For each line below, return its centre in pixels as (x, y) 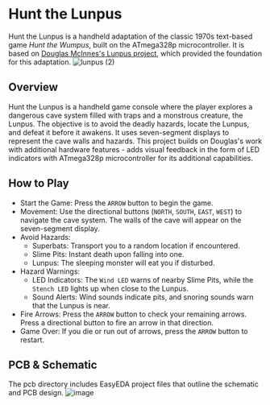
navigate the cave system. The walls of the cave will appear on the (131, 220)
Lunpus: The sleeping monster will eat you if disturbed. (123, 262)
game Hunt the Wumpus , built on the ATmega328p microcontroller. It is (126, 44)
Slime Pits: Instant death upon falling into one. (108, 254)
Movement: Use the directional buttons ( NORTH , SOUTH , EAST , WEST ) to (131, 211)
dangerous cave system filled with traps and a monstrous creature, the (126, 115)
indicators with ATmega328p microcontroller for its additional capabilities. (131, 158)
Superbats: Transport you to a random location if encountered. (136, 246)
